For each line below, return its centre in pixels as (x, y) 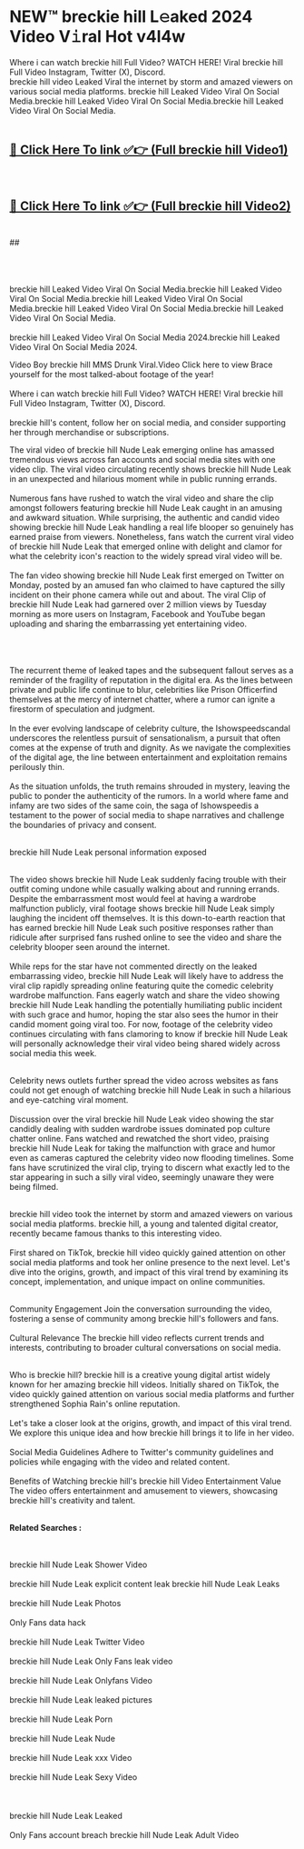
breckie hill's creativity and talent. (73, 1500)
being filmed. (34, 1186)
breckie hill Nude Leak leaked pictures (81, 1699)
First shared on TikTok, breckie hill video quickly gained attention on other (147, 1253)
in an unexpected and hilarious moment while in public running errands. (143, 478)
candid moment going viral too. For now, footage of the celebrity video (142, 1024)
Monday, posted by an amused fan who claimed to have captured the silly (147, 585)
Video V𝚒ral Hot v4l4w (98, 37)
